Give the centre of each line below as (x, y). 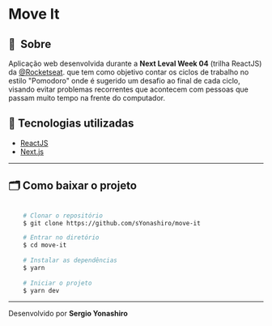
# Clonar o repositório (63, 216)
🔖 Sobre (30, 44)
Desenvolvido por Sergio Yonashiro (68, 314)
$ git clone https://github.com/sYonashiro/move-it (112, 223)
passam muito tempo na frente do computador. (87, 98)
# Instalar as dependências (70, 260)
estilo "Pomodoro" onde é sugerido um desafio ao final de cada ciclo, (124, 81)
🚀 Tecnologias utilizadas (71, 124)
